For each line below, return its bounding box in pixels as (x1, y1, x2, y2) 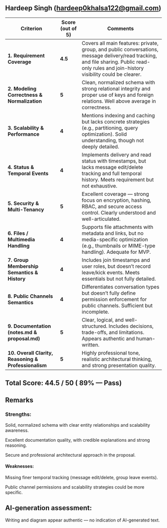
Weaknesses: (5, 463, 34, 469)
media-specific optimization (82, 236, 148, 243)
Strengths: (5, 411, 32, 418)
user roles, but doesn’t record (82, 263, 151, 270)
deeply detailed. (82, 143, 119, 150)
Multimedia (7, 236, 35, 243)
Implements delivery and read (82, 151, 152, 158)
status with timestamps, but (82, 157, 147, 164)
